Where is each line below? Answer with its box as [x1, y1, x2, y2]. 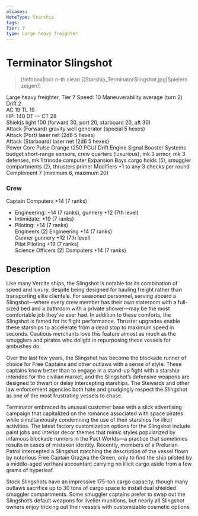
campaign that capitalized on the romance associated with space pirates [6, 410, 184, 417]
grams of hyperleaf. [6, 467, 55, 474]
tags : [6, 20, 20, 26]
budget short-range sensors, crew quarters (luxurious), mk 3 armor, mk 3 [6, 151, 186, 158]
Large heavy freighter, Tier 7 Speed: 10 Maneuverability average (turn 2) [6, 94, 183, 101]
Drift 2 [6, 100, 22, 107]
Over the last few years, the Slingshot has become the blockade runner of [6, 354, 187, 362]
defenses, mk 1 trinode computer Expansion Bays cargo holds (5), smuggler [6, 157, 191, 164]
